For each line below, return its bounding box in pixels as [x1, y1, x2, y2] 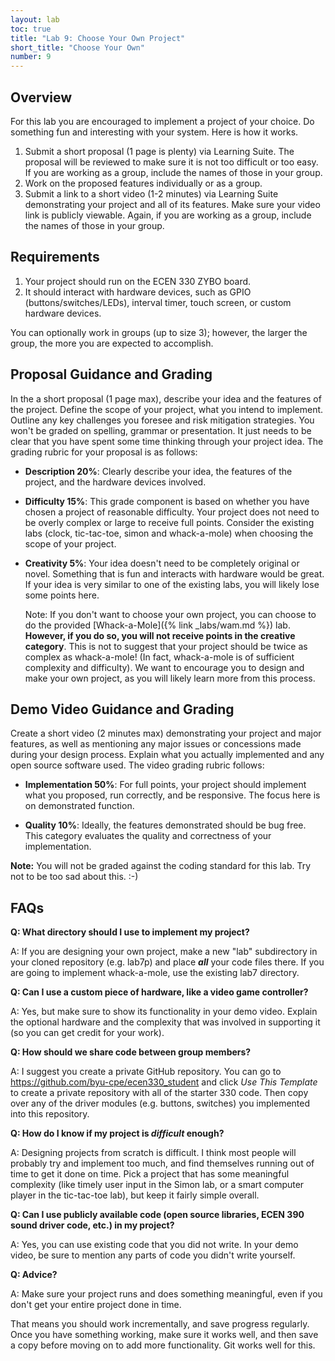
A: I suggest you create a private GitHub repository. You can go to [10, 1066, 282, 1078]
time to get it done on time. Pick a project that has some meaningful [10, 1168, 290, 1180]
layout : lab [10, 14, 60, 25]
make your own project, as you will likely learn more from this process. [24, 672, 316, 684]
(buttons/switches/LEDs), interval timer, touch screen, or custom [24, 296, 292, 308]
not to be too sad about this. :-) [10, 871, 139, 883]
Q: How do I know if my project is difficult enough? [10, 1127, 225, 1140]
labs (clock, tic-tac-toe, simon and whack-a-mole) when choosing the [24, 527, 314, 539]
